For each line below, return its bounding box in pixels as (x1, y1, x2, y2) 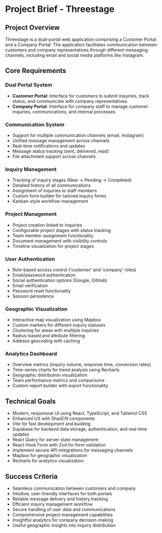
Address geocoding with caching (12, 338, 80, 344)
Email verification (12, 282, 48, 289)
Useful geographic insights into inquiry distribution (12, 523, 116, 529)
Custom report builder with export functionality (12, 382, 108, 388)
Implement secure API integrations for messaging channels (12, 447, 133, 453)
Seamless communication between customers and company (12, 485, 136, 491)
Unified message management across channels (12, 138, 110, 144)
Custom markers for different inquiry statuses (12, 322, 106, 328)
